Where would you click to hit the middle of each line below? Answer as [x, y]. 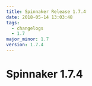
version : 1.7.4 [25, 45]
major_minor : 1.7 [28, 39]
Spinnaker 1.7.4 [45, 74]
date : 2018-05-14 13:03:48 [39, 17]
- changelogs [28, 28]
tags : [13, 23]
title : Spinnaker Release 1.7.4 [46, 12]
